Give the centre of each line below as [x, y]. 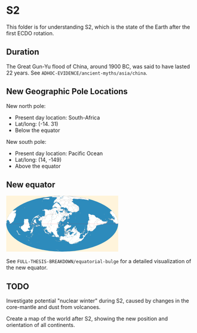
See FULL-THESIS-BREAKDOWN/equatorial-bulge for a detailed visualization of [99, 261]
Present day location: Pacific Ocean [59, 153]
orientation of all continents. [41, 325]
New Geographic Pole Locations [67, 92]
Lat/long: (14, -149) [38, 159]
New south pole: [26, 141]
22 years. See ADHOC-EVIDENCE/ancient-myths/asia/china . [77, 73]
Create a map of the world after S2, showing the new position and [87, 319]
